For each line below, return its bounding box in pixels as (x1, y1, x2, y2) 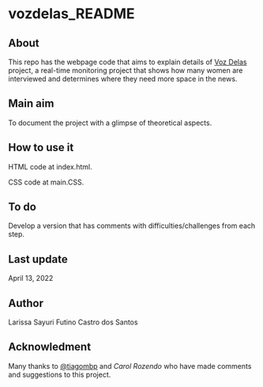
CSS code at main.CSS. (8, 177, 85, 187)
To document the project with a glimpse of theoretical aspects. (8, 118, 212, 127)
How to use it (8, 141, 74, 154)
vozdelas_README (8, 5, 136, 23)
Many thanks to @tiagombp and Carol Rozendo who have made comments (8, 361, 252, 370)
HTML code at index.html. (8, 161, 92, 171)
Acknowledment (8, 340, 92, 354)
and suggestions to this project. (8, 370, 111, 379)
